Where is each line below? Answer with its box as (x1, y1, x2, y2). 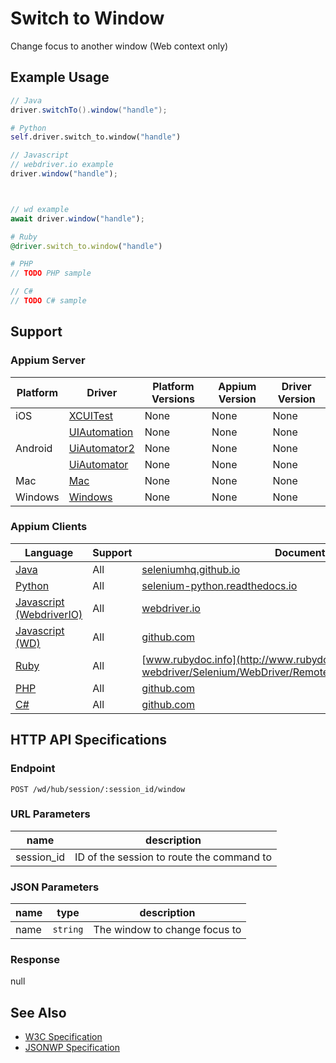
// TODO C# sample (10, 296, 87, 306)
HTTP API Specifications (10, 732, 168, 749)
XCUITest (68, 408, 114, 422)
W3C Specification (24, 1031, 103, 1043)
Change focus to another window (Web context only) (10, 40, 229, 52)
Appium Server (10, 353, 86, 367)
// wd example (10, 204, 70, 214)
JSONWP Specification (24, 1042, 121, 1054)
